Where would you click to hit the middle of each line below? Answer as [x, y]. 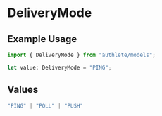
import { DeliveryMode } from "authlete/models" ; [82, 55]
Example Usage [42, 39]
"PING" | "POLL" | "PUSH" [45, 106]
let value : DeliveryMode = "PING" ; [60, 67]
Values [23, 90]
